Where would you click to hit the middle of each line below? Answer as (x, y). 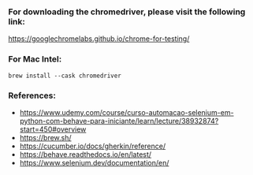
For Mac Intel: (35, 59)
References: (32, 95)
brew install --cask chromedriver (65, 76)
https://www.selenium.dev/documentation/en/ (94, 162)
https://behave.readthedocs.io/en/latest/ (86, 154)
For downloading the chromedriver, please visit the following (127, 12)
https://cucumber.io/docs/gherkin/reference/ (93, 146)
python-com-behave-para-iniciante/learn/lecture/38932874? (119, 121)
